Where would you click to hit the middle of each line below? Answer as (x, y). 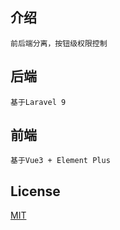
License (35, 191)
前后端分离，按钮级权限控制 (59, 43)
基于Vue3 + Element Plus (60, 161)
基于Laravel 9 (38, 102)
